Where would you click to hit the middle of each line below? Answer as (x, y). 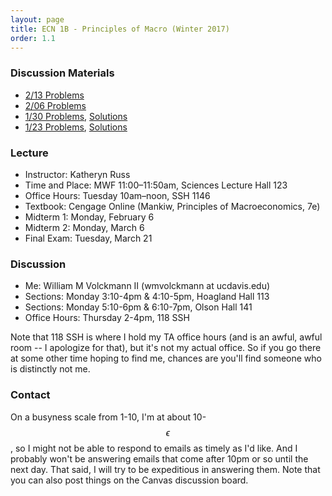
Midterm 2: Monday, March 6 (84, 227)
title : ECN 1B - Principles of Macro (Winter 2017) (120, 29)
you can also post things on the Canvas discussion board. (129, 480)
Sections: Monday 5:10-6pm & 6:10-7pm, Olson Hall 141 (138, 307)
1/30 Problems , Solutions (76, 116)
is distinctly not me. (50, 369)
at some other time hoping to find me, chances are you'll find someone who (166, 358)
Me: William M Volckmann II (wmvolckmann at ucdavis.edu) (147, 286)
